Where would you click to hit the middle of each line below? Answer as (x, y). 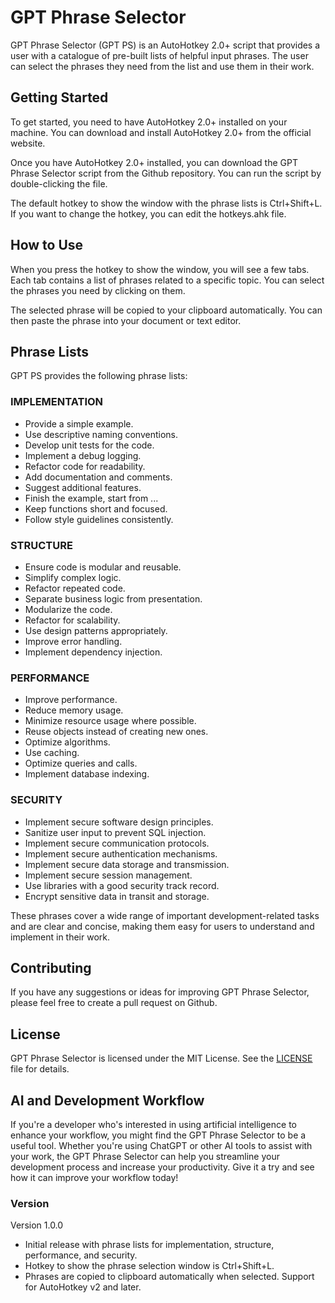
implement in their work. (60, 937)
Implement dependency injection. (93, 652)
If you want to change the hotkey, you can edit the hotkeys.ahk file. (148, 213)
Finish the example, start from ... (91, 498)
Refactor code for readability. (85, 466)
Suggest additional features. (83, 487)
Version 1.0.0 (37, 1225)
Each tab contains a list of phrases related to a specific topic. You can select (167, 280)
